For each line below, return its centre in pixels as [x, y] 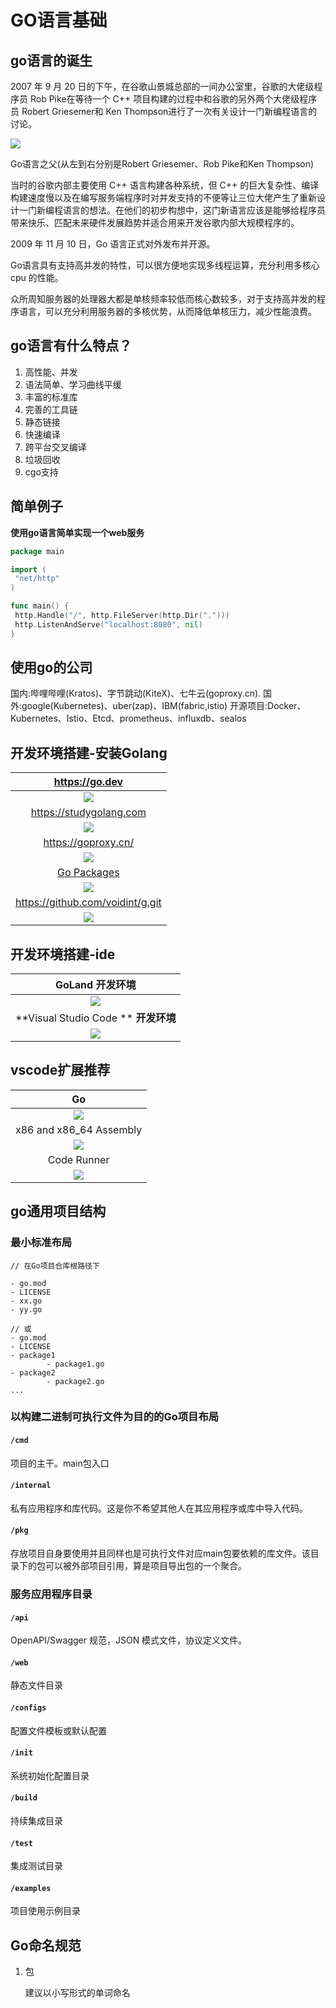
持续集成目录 [36, 1821]
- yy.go [26, 1309]
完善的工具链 [51, 409]
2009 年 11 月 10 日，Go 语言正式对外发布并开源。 [113, 244]
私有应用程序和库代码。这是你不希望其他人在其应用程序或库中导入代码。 [159, 1508]
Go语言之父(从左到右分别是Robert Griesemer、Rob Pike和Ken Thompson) [162, 164]
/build [24, 1798]
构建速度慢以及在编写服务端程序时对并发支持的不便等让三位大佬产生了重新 [163, 197]
